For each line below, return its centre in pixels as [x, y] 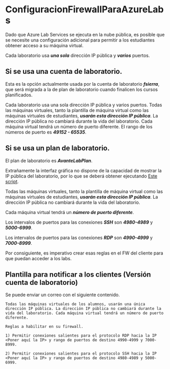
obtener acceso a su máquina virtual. [44, 45]
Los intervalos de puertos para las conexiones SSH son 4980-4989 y [79, 222]
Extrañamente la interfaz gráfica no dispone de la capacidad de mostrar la [84, 170]
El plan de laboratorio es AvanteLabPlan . [49, 161]
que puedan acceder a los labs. [38, 258]
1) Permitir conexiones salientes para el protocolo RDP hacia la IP [81, 336]
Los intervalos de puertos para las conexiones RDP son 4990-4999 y [79, 238]
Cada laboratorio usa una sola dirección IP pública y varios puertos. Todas [84, 105]
